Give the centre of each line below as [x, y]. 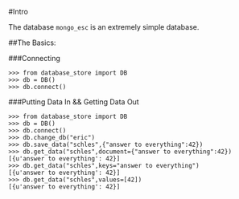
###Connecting [34, 58]
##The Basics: [32, 43]
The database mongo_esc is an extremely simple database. [104, 27]
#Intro [18, 12]
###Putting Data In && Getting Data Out [74, 102]
